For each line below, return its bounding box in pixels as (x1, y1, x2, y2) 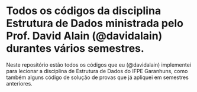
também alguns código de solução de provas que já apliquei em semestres (6, 74, 189, 81)
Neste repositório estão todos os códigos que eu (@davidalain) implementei (6, 61, 191, 68)
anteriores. (6, 80, 33, 87)
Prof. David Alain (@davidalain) (6, 29, 163, 42)
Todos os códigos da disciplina (6, 4, 162, 18)
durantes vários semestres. (6, 42, 145, 55)
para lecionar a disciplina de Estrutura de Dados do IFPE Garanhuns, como (6, 67, 188, 74)
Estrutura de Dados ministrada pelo (6, 17, 183, 30)
